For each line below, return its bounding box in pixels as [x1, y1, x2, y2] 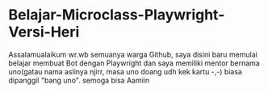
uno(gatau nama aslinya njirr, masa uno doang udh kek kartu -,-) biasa [8, 66, 242, 76]
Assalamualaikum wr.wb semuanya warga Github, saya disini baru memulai [8, 49, 258, 59]
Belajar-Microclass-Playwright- [8, 6, 225, 24]
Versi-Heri [8, 23, 80, 41]
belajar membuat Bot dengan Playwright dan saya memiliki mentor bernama [8, 58, 260, 68]
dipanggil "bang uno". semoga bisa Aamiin [8, 75, 150, 85]
